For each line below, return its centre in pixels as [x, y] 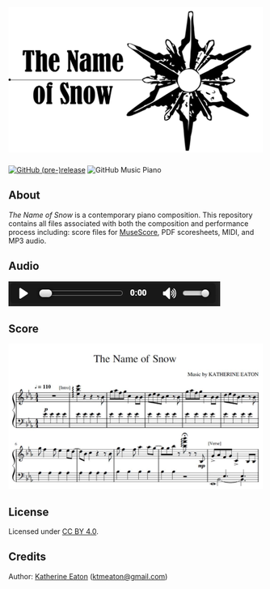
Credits [27, 557]
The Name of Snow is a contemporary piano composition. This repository [131, 215]
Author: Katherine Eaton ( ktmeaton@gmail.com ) [88, 576]
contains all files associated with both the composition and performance [129, 223]
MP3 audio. [27, 241]
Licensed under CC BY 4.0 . [54, 531]
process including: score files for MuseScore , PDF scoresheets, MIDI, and [131, 232]
